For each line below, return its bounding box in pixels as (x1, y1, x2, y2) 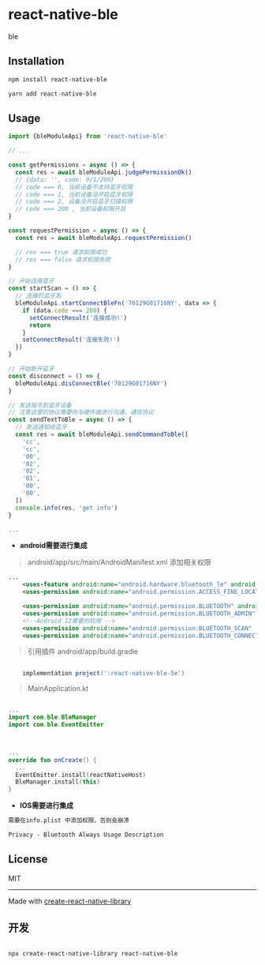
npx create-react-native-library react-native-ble (8, 949, 178, 957)
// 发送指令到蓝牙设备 (8, 401, 73, 409)
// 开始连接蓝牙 (8, 277, 54, 285)
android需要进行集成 (19, 541, 88, 550)
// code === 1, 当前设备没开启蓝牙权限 (15, 190, 133, 198)
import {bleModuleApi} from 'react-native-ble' (8, 133, 168, 141)
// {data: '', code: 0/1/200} (15, 175, 114, 183)
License (8, 853, 48, 866)
